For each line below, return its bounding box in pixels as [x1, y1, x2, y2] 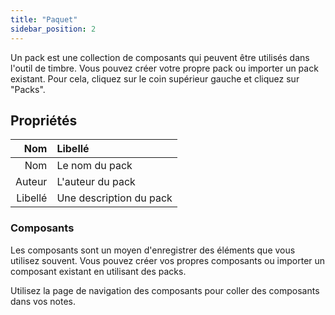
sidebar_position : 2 [10, 24, 97, 34]
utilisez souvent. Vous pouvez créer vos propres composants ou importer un [10, 254, 326, 266]
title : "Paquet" [10, 14, 78, 25]
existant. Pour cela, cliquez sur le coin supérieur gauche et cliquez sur [10, 72, 300, 85]
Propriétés [10, 112, 78, 129]
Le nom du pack [56, 159, 133, 173]
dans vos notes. [10, 295, 77, 307]
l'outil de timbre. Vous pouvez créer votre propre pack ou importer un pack [10, 62, 319, 74]
